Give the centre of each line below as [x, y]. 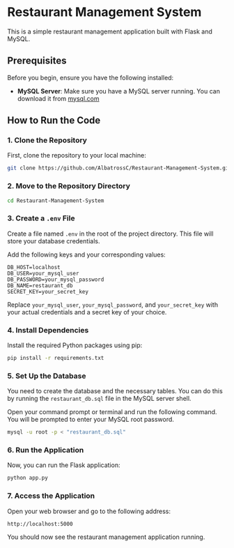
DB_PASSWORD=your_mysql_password [56, 280]
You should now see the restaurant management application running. [106, 537]
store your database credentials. [54, 241]
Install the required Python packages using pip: [75, 345]
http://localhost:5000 [40, 524]
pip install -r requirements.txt [56, 358]
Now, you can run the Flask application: [64, 465]
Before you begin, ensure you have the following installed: [91, 77]
